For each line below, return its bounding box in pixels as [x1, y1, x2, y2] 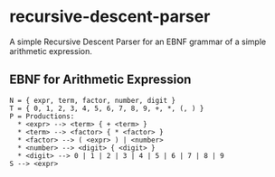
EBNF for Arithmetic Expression [9, 72, 192, 88]
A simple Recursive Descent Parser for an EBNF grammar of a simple [9, 36, 267, 47]
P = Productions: [9, 111, 75, 121]
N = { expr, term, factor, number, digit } [9, 96, 176, 105]
